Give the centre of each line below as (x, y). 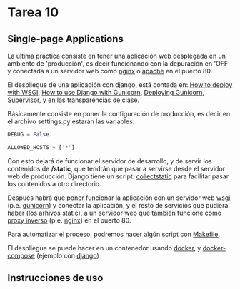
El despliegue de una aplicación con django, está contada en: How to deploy (120, 85)
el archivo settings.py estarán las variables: (71, 121)
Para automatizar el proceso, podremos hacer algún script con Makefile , (114, 234)
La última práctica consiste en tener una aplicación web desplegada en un (117, 56)
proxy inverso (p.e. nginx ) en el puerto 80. (69, 220)
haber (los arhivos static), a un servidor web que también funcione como (115, 213)
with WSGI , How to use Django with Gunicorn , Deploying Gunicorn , (106, 92)
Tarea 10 (33, 12)
